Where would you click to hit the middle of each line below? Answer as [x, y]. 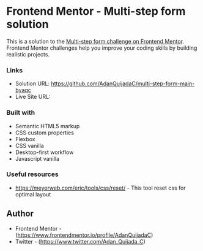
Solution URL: [32, 83]
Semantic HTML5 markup [47, 126]
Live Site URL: [33, 97]
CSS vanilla [29, 145]
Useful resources [33, 174]
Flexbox [25, 139]
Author [20, 214]
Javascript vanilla [37, 158]
